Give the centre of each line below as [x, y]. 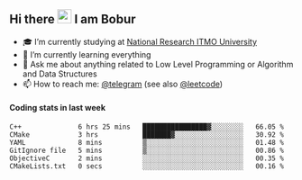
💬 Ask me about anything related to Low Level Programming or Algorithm [158, 64]
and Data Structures [59, 74]
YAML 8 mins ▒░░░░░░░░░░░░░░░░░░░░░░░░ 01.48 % [146, 143]
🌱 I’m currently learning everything [87, 54]
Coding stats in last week [58, 108]
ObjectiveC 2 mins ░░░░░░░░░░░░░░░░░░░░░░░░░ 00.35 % [146, 158]
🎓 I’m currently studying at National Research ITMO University [139, 41]
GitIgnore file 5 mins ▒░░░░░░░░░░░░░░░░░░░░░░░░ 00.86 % [146, 151]
